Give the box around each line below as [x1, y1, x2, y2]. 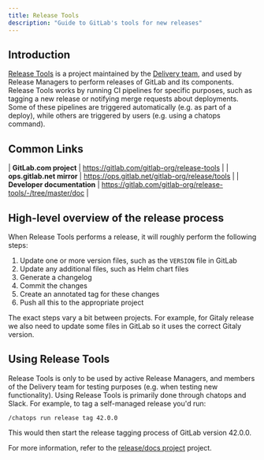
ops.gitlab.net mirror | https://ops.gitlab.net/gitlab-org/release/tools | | [8, 171, 240, 181]
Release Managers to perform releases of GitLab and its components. [8, 77, 234, 87]
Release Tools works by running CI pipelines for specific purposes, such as [8, 86, 252, 95]
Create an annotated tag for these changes [19, 289, 160, 298]
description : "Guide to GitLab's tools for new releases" [8, 19, 203, 27]
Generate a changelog [19, 272, 92, 282]
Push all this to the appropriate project [19, 297, 144, 307]
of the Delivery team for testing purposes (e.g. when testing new [8, 382, 218, 391]
